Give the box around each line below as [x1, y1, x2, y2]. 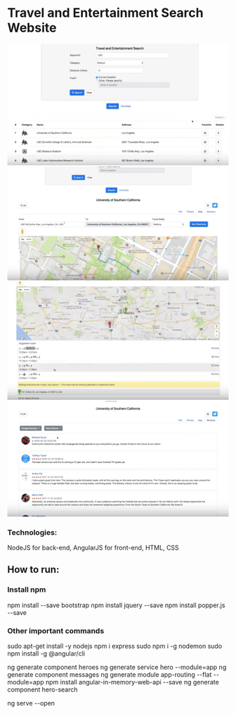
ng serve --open [7, 699, 55, 708]
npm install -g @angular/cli [7, 649, 86, 658]
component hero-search [7, 685, 79, 694]
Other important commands [7, 625, 105, 635]
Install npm [7, 585, 46, 595]
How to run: [7, 564, 60, 576]
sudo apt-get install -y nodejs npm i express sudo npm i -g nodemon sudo [7, 642, 223, 651]
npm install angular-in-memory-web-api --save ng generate [45, 678, 219, 687]
